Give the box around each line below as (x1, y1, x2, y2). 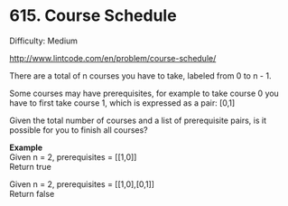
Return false (9, 188, 55, 199)
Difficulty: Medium (9, 35, 79, 46)
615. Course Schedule (9, 5, 178, 26)
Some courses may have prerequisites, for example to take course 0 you (9, 88, 280, 98)
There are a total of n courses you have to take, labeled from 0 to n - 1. (9, 70, 272, 81)
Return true (9, 161, 51, 172)
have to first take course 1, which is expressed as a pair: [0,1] (9, 97, 236, 108)
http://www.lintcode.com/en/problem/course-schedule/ (9, 52, 217, 63)
